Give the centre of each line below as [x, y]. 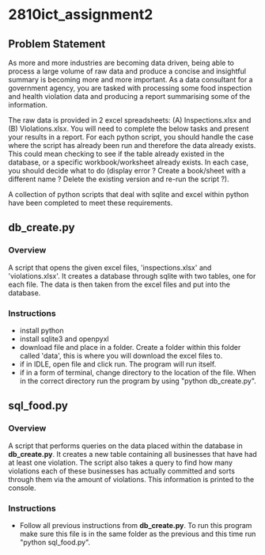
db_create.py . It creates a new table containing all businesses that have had [132, 454]
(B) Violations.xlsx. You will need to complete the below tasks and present [129, 129]
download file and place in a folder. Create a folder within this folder [130, 347]
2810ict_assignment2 [81, 15]
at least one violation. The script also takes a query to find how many [121, 462]
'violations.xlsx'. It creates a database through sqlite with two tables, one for [132, 276]
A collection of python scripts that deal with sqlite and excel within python [129, 194]
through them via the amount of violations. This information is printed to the [131, 479]
